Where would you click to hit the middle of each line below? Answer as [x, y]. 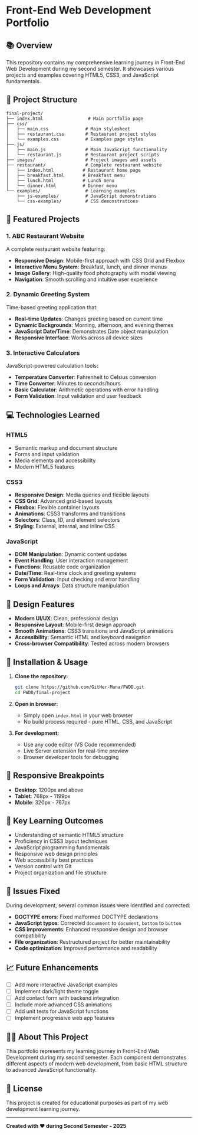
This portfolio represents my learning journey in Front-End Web [83, 1051]
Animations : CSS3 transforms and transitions [70, 513]
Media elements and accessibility [55, 460]
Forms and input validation [47, 454]
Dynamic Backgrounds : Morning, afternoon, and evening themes [94, 325]
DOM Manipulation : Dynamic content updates [71, 554]
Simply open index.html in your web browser [78, 715]
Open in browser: [36, 704]
